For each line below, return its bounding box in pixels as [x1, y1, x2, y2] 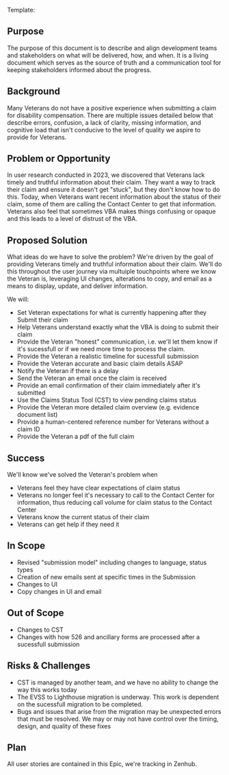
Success [7, 452, 45, 464]
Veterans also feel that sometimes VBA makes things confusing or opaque [7, 207, 217, 215]
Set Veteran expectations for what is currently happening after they [16, 309, 207, 317]
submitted [16, 389, 46, 397]
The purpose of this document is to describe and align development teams [7, 44, 217, 52]
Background [7, 86, 60, 97]
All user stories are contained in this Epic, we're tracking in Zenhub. [7, 760, 198, 768]
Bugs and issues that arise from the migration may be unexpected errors [16, 707, 221, 715]
